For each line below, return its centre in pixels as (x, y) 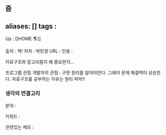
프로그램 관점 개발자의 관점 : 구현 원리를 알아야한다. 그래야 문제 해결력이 (76, 73)
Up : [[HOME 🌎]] (23, 39)
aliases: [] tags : (31, 26)
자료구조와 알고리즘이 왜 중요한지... (40, 62)
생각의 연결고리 (23, 93)
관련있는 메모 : (20, 127)
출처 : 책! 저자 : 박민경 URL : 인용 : (39, 51)
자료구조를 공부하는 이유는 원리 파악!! (48, 79)
